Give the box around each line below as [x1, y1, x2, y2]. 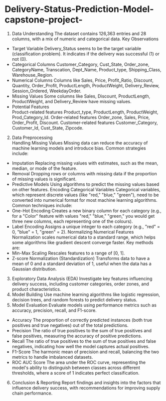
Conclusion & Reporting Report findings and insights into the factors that [11, 380, 161, 386]
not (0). [11, 56, 28, 62]
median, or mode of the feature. [11, 165, 78, 171]
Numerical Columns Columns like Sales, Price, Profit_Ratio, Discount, [11, 77, 154, 83]
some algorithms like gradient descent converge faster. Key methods [11, 239, 154, 245]
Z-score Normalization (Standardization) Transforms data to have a [11, 255, 150, 261]
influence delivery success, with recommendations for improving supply [11, 385, 161, 391]
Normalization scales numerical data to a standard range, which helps [11, 234, 156, 240]
